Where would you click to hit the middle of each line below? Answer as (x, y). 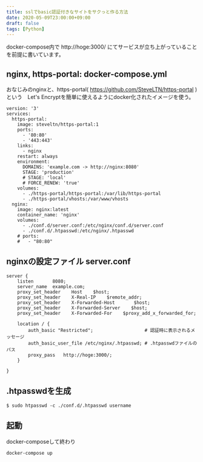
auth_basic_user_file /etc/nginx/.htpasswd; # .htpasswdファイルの (113, 343)
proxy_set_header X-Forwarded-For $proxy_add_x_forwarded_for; (107, 313)
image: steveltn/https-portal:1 (58, 125)
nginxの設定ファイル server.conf (69, 262)
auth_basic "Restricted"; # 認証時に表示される (109, 330)
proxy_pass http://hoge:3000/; (70, 355)
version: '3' (23, 109)
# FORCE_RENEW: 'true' (51, 183)
